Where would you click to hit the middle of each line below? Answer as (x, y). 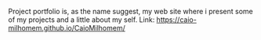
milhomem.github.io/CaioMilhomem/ (67, 28)
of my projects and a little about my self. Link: (82, 20)
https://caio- (177, 20)
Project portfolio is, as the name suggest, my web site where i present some (130, 11)
